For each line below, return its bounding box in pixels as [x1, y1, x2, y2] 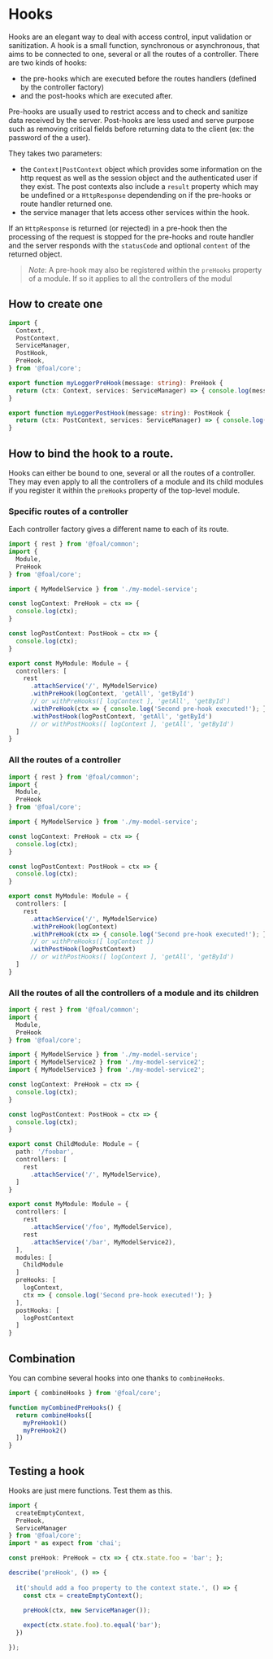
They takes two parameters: [8, 148, 103, 158]
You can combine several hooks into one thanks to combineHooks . [8, 1373, 225, 1383]
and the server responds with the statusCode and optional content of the [8, 240, 250, 250]
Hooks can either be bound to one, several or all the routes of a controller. [8, 467, 256, 477]
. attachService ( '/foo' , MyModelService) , [29, 1223, 173, 1231]
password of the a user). [8, 132, 91, 143]
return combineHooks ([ [15, 1411, 93, 1420]
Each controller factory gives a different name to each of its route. [8, 524, 229, 534]
